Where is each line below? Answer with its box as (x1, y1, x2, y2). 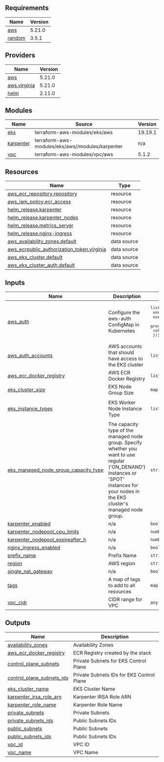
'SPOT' (108, 476, 124, 483)
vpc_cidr (7, 599, 28, 606)
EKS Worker (108, 399, 136, 406)
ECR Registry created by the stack (73, 649, 152, 656)
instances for (108, 482, 139, 489)
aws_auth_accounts (7, 352, 53, 359)
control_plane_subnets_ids (7, 674, 69, 681)
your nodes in (108, 488, 140, 495)
